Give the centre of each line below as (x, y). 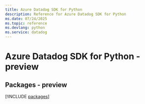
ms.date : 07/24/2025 (26, 19)
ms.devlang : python (25, 28)
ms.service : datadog (26, 32)
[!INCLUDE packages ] (27, 96)
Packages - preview (36, 85)
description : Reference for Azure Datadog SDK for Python (66, 14)
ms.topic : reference (26, 23)
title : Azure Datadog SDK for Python (44, 10)
